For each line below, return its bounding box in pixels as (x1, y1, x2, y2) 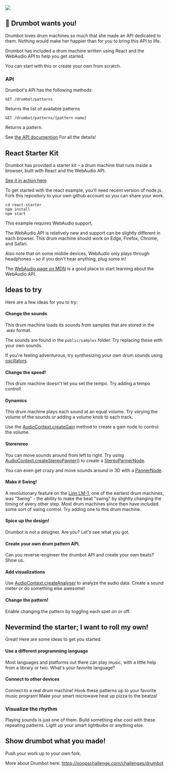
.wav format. (5, 327, 32, 333)
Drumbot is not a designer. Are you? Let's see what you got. (5, 529, 130, 535)
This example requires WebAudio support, (5, 220, 93, 226)
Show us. (5, 557, 25, 564)
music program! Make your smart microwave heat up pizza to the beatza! (5, 693, 157, 699)
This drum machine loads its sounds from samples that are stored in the (5, 322, 155, 328)
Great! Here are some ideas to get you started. (5, 636, 102, 642)
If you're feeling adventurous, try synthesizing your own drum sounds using (5, 352, 163, 358)
